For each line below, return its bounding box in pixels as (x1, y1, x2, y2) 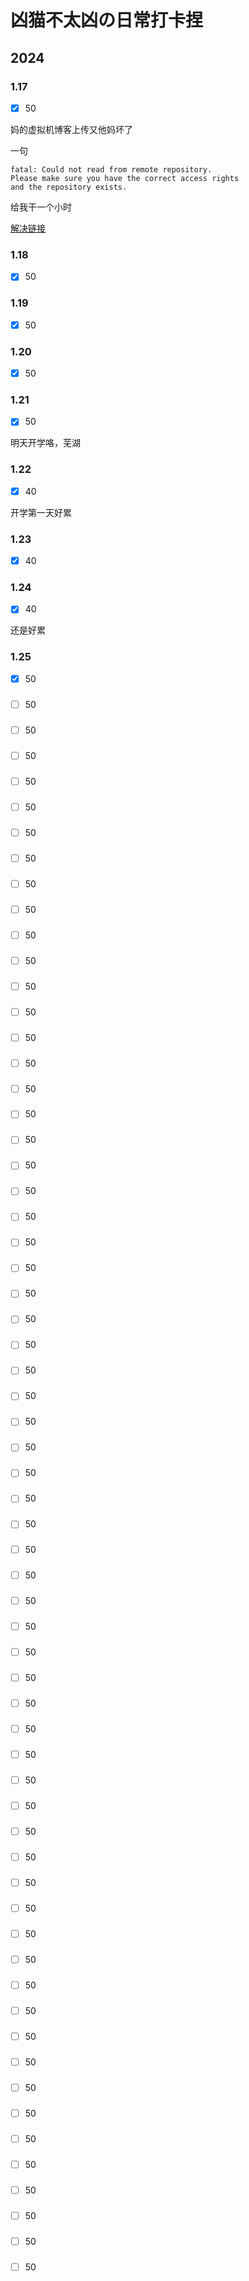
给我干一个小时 (10, 201, 72, 213)
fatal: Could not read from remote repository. (10, 164, 213, 175)
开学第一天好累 (10, 506, 72, 518)
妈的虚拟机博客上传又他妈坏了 (10, 123, 133, 135)
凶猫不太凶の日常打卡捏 (10, 9, 204, 32)
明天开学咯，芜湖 (10, 437, 81, 449)
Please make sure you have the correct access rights (10, 173, 240, 183)
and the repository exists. (10, 182, 128, 192)
